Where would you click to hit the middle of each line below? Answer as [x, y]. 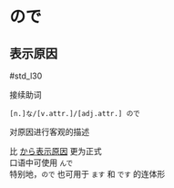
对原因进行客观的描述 [49, 132]
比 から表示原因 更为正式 [56, 151]
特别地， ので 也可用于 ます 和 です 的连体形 [87, 174]
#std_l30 [26, 76]
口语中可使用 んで [41, 162]
